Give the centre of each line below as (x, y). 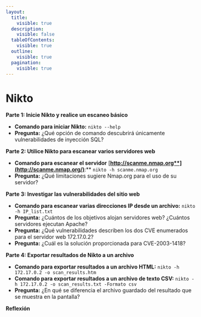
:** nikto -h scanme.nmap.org (121, 170)
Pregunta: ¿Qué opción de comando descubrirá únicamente (90, 133)
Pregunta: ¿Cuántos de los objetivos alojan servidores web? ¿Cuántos (102, 218)
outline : (22, 52)
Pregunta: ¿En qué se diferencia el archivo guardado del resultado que (103, 290)
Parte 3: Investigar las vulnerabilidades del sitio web (73, 194)
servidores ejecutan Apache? (51, 224)
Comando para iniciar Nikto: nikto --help (68, 127)
